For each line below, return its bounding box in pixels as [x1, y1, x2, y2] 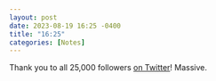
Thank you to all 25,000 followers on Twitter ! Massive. [9, 62, 207, 73]
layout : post [9, 12, 58, 22]
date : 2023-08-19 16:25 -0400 [9, 21, 122, 30]
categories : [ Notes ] [9, 37, 86, 47]
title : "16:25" [9, 29, 66, 38]
